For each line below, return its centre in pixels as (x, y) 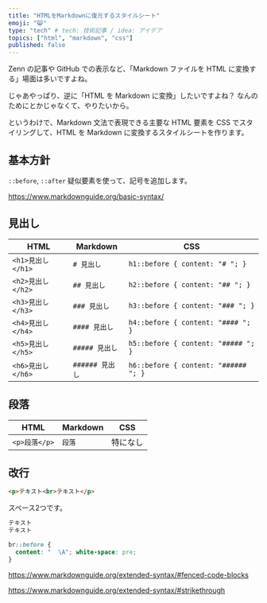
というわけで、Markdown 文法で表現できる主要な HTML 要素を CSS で (124, 123)
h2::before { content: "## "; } (190, 284)
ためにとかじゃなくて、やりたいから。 (71, 106)
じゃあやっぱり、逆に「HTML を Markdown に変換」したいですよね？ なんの (133, 95)
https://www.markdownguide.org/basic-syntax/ (86, 196)
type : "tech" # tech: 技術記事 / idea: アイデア (85, 30)
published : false (37, 45)
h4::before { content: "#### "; (190, 322)
